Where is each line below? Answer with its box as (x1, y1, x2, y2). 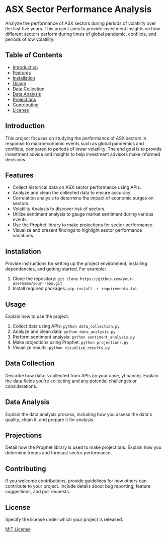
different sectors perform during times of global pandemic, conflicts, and (5, 31, 156, 37)
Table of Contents (5, 51, 63, 59)
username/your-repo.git (12, 281, 63, 286)
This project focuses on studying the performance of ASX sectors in (5, 135, 147, 141)
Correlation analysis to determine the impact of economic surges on (12, 195, 154, 201)
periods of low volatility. (5, 36, 55, 42)
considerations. (5, 383, 38, 389)
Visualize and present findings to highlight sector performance (12, 227, 142, 233)
